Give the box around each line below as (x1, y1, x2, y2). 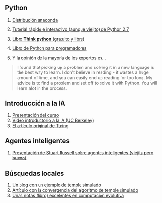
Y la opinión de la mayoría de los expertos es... (12, 55, 106, 61)
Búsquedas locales (5, 169, 64, 178)
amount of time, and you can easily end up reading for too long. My (17, 74, 153, 80)
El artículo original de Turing (12, 122, 69, 129)
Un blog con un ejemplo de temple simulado (12, 182, 101, 188)
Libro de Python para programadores (12, 45, 87, 51)
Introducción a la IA (5, 99, 65, 108)
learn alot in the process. (17, 85, 67, 91)
